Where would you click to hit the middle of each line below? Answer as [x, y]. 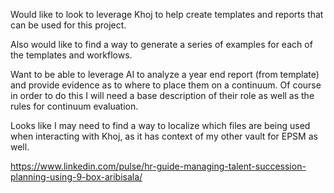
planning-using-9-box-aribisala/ [76, 177]
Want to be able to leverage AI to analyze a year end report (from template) [165, 74]
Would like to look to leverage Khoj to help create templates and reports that [167, 14]
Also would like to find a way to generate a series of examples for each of [161, 44]
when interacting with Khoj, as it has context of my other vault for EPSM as [164, 136]
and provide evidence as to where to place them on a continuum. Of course [166, 85]
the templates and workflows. [71, 55]
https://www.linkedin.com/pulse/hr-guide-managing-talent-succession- [158, 166]
